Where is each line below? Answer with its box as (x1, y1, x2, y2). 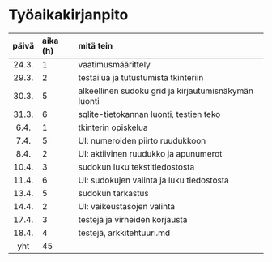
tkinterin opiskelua (78, 122, 148, 133)
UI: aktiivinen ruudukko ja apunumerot (78, 148, 223, 159)
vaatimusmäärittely (78, 58, 151, 70)
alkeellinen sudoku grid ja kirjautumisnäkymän (78, 85, 253, 97)
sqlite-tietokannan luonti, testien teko (78, 108, 221, 119)
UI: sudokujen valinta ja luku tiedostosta (78, 174, 229, 186)
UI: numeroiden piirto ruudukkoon (78, 135, 206, 146)
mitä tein (78, 40, 113, 51)
